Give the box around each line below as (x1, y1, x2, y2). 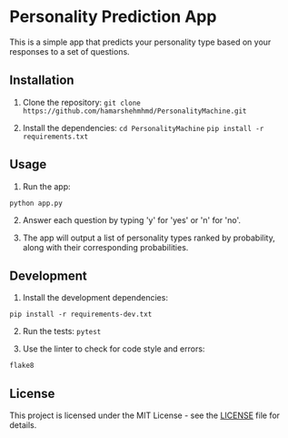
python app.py (9, 199, 64, 208)
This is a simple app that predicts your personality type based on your (9, 36, 272, 47)
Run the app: (22, 180, 71, 192)
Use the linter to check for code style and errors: (22, 343, 205, 354)
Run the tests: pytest (22, 326, 102, 337)
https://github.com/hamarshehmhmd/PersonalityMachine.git (22, 107, 247, 116)
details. (9, 420, 37, 431)
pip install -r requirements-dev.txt (9, 310, 153, 320)
